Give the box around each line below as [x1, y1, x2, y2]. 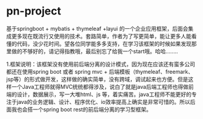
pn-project [6, 4, 62, 18]
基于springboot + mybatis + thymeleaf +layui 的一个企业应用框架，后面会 [6, 25, 188, 32]
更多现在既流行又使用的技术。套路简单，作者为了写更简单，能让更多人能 [11, 32, 192, 40]
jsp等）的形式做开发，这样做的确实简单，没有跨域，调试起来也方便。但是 [6, 76, 188, 83]
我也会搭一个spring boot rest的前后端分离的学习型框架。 [11, 106, 152, 113]
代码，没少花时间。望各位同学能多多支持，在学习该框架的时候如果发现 [16, 40, 192, 47]
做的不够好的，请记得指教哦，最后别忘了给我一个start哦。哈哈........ [11, 47, 178, 55]
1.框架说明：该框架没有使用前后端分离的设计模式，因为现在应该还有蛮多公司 [6, 60, 195, 68]
